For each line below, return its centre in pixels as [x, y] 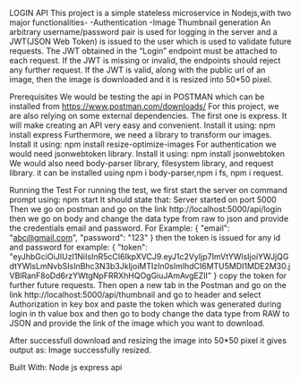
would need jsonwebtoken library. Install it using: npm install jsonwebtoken [147, 154]
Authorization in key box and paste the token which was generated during [146, 304]
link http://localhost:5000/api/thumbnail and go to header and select [135, 295]
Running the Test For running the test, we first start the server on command [149, 190]
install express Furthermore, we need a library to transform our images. [141, 135]
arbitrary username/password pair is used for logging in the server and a [143, 32]
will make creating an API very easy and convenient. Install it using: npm [142, 125]
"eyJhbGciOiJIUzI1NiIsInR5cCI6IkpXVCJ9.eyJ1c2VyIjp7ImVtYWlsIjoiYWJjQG [149, 257]
